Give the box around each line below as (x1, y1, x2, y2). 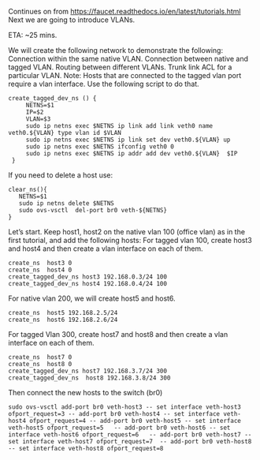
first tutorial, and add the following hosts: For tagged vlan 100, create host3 (8, 236, 252, 245)
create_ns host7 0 (8, 353, 72, 361)
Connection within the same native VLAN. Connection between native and (8, 54, 248, 63)
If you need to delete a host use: (8, 170, 113, 180)
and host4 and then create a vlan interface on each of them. (8, 244, 203, 253)
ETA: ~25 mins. (8, 31, 58, 39)
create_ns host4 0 (8, 266, 72, 274)
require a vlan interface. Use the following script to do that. (8, 79, 199, 88)
